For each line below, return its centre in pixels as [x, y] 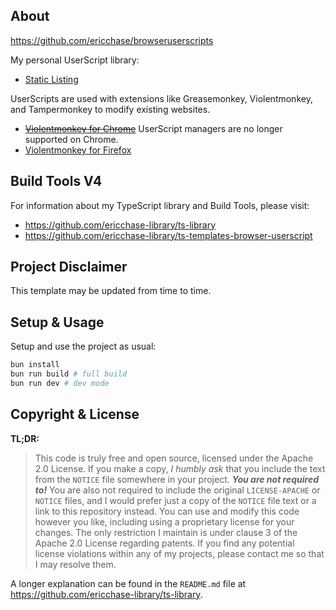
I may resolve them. [75, 564]
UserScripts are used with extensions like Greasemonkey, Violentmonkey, [161, 98]
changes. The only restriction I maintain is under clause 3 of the [166, 532]
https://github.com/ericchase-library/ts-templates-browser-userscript [168, 235]
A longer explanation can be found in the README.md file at [128, 583]
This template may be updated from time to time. [111, 291]
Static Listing [51, 79]
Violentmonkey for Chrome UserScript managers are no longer [153, 128]
